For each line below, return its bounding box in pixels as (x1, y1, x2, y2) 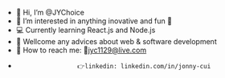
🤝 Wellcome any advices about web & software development (15, 37, 217, 46)
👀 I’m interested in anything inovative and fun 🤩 (15, 16, 173, 26)
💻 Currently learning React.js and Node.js (15, 25, 156, 35)
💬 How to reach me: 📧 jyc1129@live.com (15, 45, 147, 55)
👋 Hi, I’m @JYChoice (15, 8, 84, 17)
